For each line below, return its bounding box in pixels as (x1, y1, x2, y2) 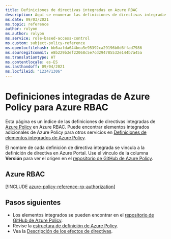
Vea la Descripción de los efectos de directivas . (12, 228, 113, 234)
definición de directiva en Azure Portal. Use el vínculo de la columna (5, 150, 149, 156)
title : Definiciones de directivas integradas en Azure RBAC (5, 7, 138, 13)
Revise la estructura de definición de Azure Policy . (12, 222, 119, 229)
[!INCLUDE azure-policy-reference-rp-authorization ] (5, 184, 116, 190)
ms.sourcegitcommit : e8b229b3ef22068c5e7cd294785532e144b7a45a (5, 50, 142, 55)
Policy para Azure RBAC (5, 102, 108, 113)
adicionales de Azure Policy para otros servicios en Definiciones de (5, 129, 147, 135)
